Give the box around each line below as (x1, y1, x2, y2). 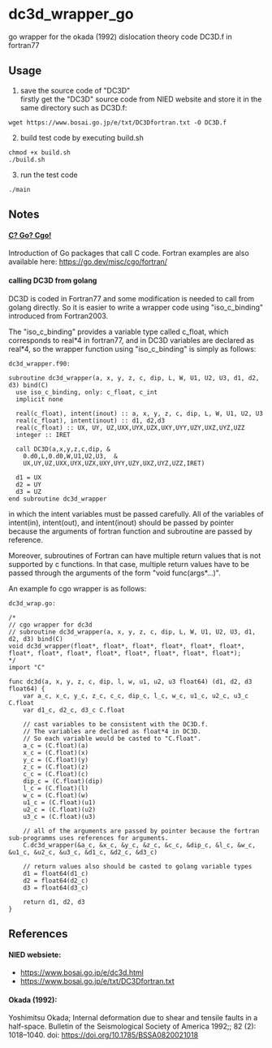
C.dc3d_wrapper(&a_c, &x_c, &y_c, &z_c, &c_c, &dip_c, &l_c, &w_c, (23, 841, 256, 849)
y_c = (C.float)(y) (23, 756, 89, 764)
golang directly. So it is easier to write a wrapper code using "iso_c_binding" (8, 302, 264, 312)
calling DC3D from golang (8, 275, 97, 285)
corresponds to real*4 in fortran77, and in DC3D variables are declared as (8, 335, 254, 345)
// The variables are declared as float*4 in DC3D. (23, 727, 201, 735)
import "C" (8, 663, 45, 671)
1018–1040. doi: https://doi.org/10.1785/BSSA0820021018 (8, 1030, 199, 1040)
